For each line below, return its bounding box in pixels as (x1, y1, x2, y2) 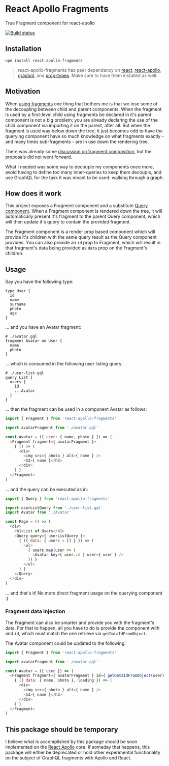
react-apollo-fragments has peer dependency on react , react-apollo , (17, 67, 161, 73)
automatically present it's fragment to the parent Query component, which (5, 213, 161, 219)
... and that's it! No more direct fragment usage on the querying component (5, 590, 163, 596)
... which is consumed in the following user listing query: (5, 361, 123, 367)
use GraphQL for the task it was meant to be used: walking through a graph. (5, 174, 164, 181)
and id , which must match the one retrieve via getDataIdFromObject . (5, 630, 147, 636)
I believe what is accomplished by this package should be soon (5, 739, 138, 745)
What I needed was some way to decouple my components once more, (5, 163, 154, 169)
